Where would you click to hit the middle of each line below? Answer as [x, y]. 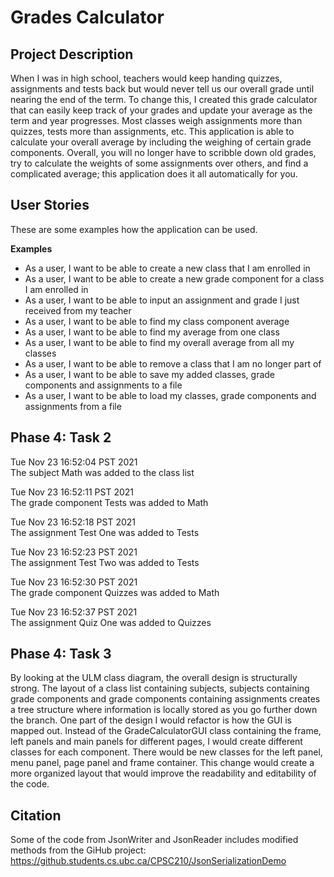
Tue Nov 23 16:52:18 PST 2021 [73, 522]
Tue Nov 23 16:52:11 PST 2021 [72, 492]
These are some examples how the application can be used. [134, 229]
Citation [36, 815]
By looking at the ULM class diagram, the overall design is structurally [154, 678]
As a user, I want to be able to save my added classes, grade [150, 374]
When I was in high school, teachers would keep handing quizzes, [146, 78]
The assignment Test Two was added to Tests [105, 562]
